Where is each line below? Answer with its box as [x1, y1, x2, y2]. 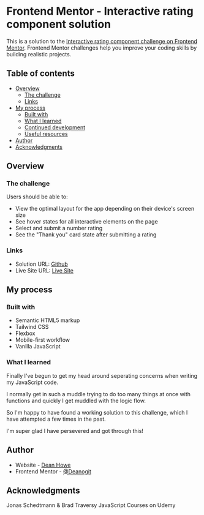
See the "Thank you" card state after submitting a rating [15, 231, 157, 238]
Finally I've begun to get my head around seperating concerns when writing [6, 372, 198, 379]
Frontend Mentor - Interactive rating [6, 4, 194, 18]
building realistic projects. [6, 50, 72, 58]
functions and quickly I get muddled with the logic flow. [6, 397, 146, 404]
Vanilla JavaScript [15, 343, 61, 350]
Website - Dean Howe [15, 461, 71, 468]
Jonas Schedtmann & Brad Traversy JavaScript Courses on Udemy [6, 502, 176, 509]
